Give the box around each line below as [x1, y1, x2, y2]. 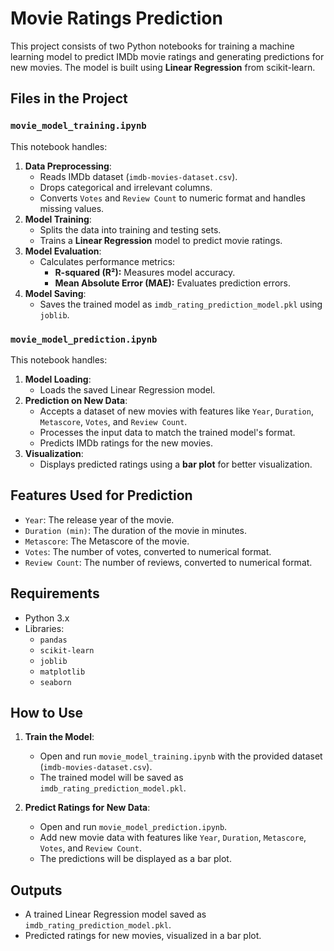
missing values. [39, 202, 105, 214]
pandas [39, 635, 68, 645]
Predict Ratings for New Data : [24, 802, 151, 814]
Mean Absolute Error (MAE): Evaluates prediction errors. [54, 277, 291, 289]
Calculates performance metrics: [39, 255, 176, 267]
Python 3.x [24, 612, 70, 624]
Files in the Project [10, 90, 128, 107]
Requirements [10, 585, 100, 602]
